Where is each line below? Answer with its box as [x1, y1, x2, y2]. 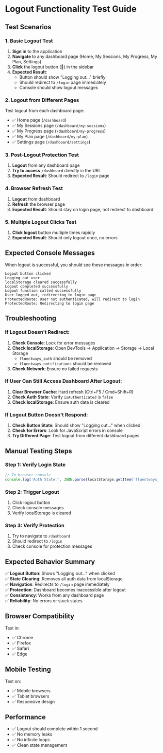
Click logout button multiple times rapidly [12, 230, 96, 235]
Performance [5, 713, 46, 721]
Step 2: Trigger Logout [5, 488, 60, 495]
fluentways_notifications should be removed [19, 360, 112, 366]
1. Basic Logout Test [5, 37, 53, 44]
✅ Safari [12, 645, 29, 651]
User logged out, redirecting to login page [5, 292, 97, 297]
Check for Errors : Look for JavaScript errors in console [12, 428, 123, 433]
